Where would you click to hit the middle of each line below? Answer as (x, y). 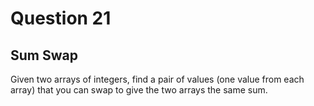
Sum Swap (44, 55)
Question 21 (61, 18)
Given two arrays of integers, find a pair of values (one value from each (157, 79)
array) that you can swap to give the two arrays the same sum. (139, 90)
